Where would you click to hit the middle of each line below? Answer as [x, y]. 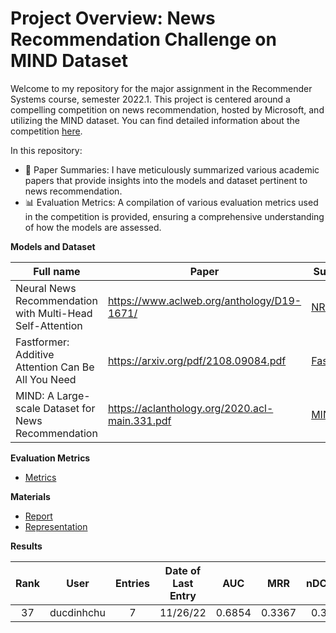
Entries [132, 583]
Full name [57, 271]
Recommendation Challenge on [143, 39]
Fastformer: [42, 342]
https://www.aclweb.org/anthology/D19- [204, 300]
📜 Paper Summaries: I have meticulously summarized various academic [172, 169]
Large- [73, 395]
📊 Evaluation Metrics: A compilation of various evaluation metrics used [171, 202]
